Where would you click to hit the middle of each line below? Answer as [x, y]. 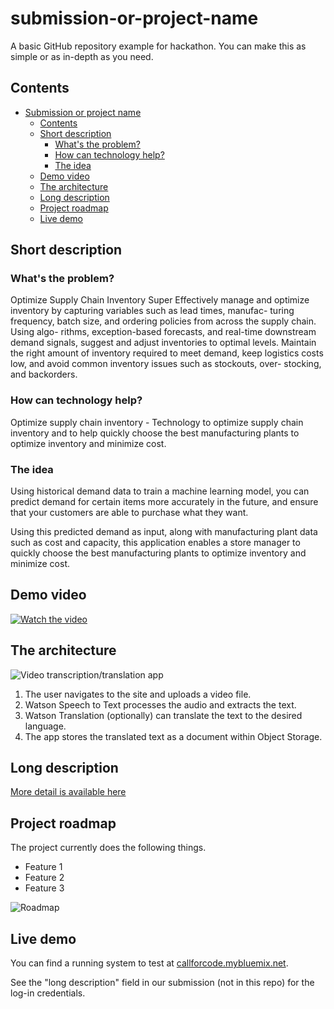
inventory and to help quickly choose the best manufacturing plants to [155, 433]
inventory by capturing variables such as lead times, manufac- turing [152, 311]
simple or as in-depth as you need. [82, 56]
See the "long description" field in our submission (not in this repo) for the [162, 983]
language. [45, 726]
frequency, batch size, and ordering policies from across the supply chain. [163, 321]
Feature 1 [43, 867]
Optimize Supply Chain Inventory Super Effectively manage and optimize [160, 300]
